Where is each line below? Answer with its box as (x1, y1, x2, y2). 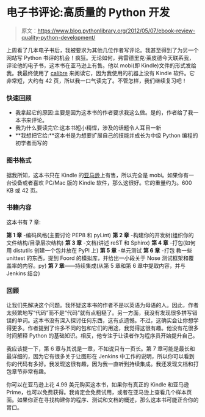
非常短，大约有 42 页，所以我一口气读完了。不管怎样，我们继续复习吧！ (6, 77, 187, 84)
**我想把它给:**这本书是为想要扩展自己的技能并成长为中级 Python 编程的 (15, 132, 198, 139)
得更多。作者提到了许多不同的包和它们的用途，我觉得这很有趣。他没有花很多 (6, 325, 199, 332)
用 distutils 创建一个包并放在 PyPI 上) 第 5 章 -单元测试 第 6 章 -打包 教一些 (6, 246, 193, 254)
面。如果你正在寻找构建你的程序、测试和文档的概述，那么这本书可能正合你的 (6, 396, 199, 404)
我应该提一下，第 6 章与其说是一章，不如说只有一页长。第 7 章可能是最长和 (6, 345, 195, 352)
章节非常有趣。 (11, 368, 49, 375)
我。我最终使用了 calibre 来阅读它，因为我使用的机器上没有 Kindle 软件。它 (6, 69, 195, 76)
